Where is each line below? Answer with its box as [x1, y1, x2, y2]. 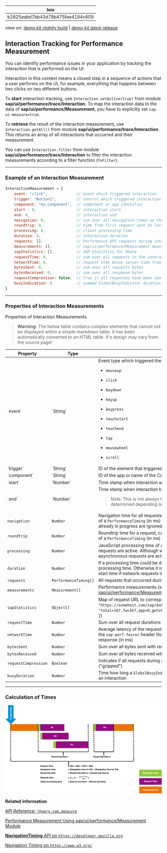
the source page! [17, 339, 53, 345]
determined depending [110, 501, 158, 507]
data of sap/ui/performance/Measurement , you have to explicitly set [5, 106, 148, 112]
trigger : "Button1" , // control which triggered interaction [14, 197, 162, 202]
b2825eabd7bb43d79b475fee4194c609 [7, 13, 94, 20]
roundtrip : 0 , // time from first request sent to [14, 223, 153, 228]
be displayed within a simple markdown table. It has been [17, 329, 135, 335]
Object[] [51, 605, 70, 610]
